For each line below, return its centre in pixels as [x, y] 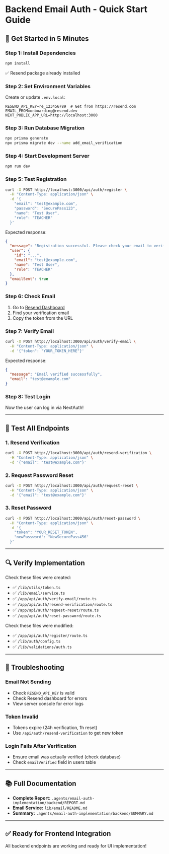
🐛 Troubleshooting [35, 667]
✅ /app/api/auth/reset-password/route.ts [57, 615]
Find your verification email [41, 313]
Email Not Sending [28, 682]
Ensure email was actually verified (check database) [66, 757]
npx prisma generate [27, 138]
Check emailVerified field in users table [54, 762]
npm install [18, 63]
